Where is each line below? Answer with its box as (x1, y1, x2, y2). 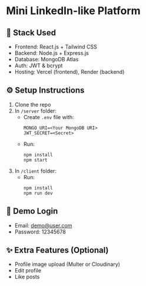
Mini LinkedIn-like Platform (6, 4, 141, 18)
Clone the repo (14, 101, 51, 108)
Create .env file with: (23, 113, 74, 120)
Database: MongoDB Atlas (14, 56, 79, 63)
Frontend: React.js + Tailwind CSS (14, 43, 97, 50)
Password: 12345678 (14, 228, 66, 235)
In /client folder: (14, 167, 57, 175)
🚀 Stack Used (6, 28, 56, 38)
